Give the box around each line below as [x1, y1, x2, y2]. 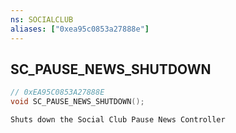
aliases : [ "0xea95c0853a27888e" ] [10, 24, 150, 34]
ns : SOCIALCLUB [10, 14, 74, 25]
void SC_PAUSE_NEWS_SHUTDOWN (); [10, 97, 145, 107]
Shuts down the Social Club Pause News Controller [10, 115, 226, 125]
